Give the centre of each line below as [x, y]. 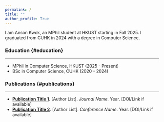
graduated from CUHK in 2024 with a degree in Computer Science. [72, 38]
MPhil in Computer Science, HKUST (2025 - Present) [65, 66]
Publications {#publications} [40, 84]
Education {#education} [34, 50]
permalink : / [18, 10]
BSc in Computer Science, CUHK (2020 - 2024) [60, 71]
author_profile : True [27, 19]
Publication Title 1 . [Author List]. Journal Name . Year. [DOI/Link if [78, 99]
